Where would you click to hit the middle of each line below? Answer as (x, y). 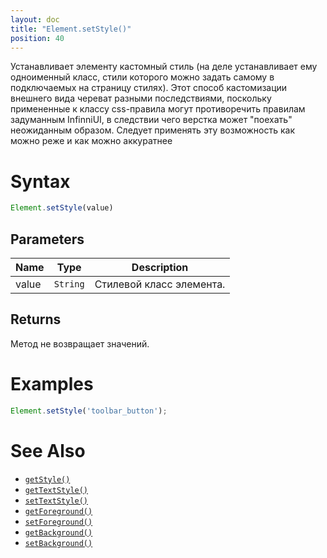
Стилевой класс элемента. (160, 284)
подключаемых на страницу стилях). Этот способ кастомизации (149, 88)
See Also (48, 450)
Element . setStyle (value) (62, 208)
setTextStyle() (56, 501)
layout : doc (35, 19)
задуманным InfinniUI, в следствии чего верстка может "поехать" (151, 120)
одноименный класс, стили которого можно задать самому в (142, 77)
